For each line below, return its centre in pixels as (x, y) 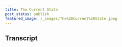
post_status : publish (27, 14)
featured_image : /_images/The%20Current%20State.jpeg (61, 18)
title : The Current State (31, 9)
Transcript (21, 39)
